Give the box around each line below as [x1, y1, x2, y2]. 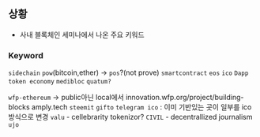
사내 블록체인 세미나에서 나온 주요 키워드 [19, 30, 145, 39]
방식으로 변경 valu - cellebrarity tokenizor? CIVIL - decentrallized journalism [8, 113, 253, 122]
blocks [8, 102, 30, 112]
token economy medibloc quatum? [8, 78, 112, 86]
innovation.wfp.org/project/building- [125, 93, 244, 102]
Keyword [8, 50, 43, 61]
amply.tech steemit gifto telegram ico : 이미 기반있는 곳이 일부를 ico [31, 102, 252, 112]
